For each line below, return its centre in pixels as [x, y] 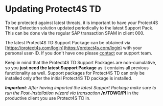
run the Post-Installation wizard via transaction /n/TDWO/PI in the [72, 93]
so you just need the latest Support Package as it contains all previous [77, 68]
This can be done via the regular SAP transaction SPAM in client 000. [75, 33]
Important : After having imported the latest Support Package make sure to [81, 87]
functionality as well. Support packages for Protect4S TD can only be [75, 73]
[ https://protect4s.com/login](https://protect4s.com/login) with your [73, 48]
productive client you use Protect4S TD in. [48, 98]
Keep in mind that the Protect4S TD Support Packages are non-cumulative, [81, 62]
